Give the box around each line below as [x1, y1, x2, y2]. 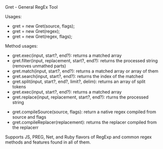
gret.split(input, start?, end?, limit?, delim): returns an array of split [12, 78, 146, 84]
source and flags [12, 114, 47, 120]
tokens [12, 84, 26, 90]
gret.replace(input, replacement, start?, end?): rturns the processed [12, 94, 149, 100]
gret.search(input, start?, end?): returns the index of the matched [12, 74, 143, 79]
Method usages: [5, 43, 38, 49]
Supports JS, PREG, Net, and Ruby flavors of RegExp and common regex [5, 134, 152, 140]
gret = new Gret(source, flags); [12, 23, 75, 29]
